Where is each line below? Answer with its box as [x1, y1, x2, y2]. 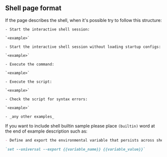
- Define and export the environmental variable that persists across [5, 138, 155, 143]
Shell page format [5, 4, 62, 12]
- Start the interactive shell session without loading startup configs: [5, 44, 162, 49]
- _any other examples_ [5, 114, 55, 119]
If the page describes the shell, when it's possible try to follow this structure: [5, 17, 162, 23]
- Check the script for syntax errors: [5, 97, 88, 102]
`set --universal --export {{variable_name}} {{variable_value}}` [5, 147, 146, 152]
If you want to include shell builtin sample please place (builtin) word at [5, 123, 155, 129]
